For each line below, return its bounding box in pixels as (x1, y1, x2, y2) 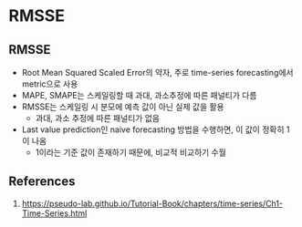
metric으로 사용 (21, 78, 78, 89)
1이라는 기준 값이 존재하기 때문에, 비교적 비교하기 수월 (35, 147, 227, 158)
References (8, 174, 76, 190)
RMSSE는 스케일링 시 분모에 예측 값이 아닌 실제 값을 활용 (21, 101, 224, 112)
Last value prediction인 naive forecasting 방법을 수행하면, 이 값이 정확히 (21, 124, 285, 135)
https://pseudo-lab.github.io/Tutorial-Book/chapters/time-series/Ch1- (21, 198, 284, 209)
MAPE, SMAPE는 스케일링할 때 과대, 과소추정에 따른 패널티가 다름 (21, 90, 257, 100)
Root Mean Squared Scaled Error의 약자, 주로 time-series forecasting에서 (21, 67, 294, 77)
